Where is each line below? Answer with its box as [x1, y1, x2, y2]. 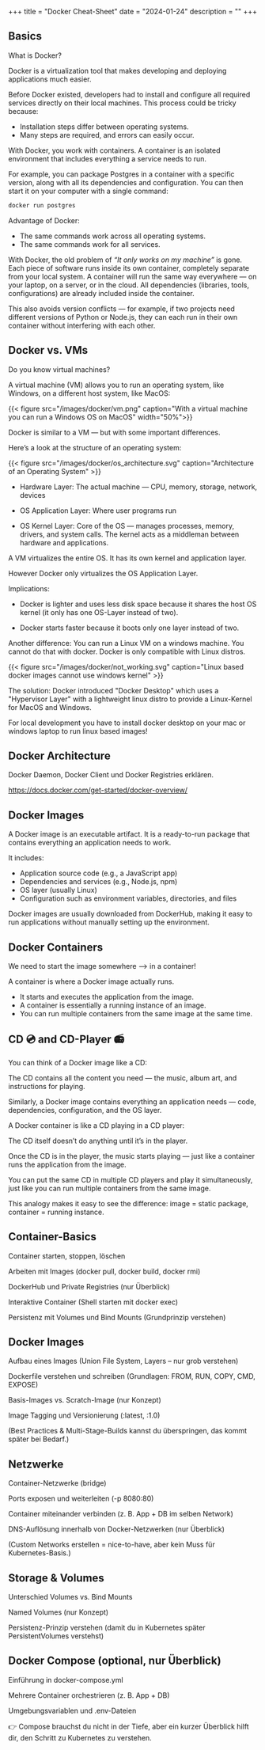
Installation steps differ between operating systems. [19, 122, 189, 131]
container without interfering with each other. [8, 321, 156, 330]
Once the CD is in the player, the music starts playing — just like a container [8, 1151, 256, 1160]
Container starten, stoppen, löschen [8, 1251, 126, 1261]
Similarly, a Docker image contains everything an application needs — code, [8, 1096, 257, 1107]
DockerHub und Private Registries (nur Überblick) [8, 1281, 170, 1291]
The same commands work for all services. [19, 239, 161, 249]
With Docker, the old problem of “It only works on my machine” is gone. [8, 255, 243, 264]
